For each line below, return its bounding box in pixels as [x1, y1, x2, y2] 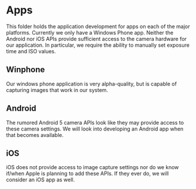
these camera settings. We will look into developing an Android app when [6, 125, 184, 132]
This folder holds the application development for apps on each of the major [6, 23, 190, 30]
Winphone [6, 65, 45, 75]
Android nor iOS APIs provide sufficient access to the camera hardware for [6, 35, 187, 42]
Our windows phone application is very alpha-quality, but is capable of [6, 80, 177, 87]
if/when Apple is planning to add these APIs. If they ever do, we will [6, 170, 169, 177]
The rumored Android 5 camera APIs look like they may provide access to [6, 119, 184, 126]
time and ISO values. [6, 47, 56, 54]
